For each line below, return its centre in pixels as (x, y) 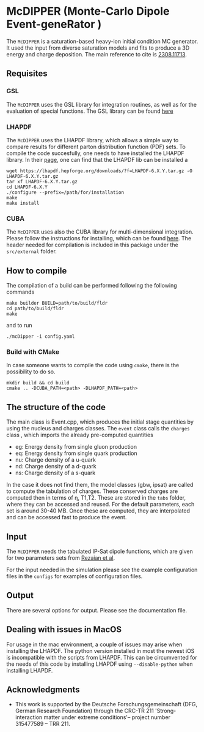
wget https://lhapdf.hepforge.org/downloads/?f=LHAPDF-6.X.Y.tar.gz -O (99, 171)
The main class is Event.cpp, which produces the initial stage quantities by (100, 422)
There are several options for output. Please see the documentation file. (97, 610)
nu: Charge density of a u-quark (56, 460)
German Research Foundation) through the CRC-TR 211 (84, 711)
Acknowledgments (43, 689)
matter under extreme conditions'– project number (107, 717)
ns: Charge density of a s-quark (55, 473)
